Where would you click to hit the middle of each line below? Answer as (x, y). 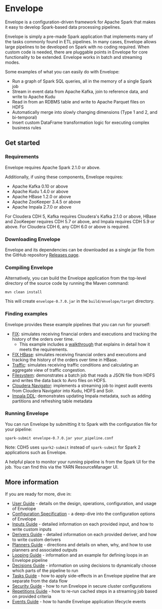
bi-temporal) (24, 117)
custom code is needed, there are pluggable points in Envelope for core (76, 52)
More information (32, 482)
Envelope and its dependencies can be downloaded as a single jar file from (80, 250)
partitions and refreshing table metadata (52, 401)
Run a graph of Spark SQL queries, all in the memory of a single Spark (82, 81)
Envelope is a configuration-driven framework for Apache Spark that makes (80, 22)
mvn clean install (23, 292)
